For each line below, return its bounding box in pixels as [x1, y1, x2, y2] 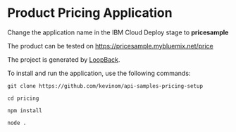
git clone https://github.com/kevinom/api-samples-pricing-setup [7, 82, 203, 89]
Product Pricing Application [7, 5, 173, 21]
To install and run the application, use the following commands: [7, 69, 191, 77]
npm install [7, 107, 42, 114]
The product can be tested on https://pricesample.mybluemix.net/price [7, 41, 213, 50]
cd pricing [7, 95, 39, 102]
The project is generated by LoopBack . [7, 55, 120, 64]
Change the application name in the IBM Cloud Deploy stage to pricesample [7, 28, 229, 37]
